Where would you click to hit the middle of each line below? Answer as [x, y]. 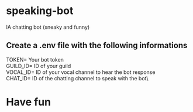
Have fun [29, 102]
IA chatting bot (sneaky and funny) [48, 27]
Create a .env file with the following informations [97, 45]
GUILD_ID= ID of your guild [39, 66]
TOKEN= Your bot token [35, 59]
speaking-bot [40, 11]
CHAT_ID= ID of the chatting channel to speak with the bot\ [77, 78]
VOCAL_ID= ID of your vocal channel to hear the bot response [81, 72]
